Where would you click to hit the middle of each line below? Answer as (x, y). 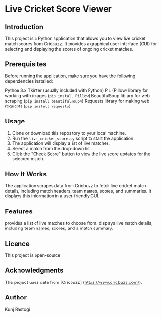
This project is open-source (33, 255)
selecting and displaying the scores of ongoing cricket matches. (69, 49)
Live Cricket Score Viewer (58, 9)
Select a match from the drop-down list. (52, 148)
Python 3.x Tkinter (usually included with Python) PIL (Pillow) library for (77, 90)
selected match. (28, 158)
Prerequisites (26, 64)
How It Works (26, 174)
